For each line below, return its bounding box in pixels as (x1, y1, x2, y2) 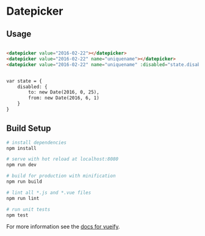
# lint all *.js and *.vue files (6, 190, 92, 196)
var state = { (6, 78, 43, 84)
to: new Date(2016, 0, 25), (28, 89, 99, 95)
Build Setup (6, 124, 51, 134)
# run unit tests (6, 206, 51, 212)
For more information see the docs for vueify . (6, 223, 120, 230)
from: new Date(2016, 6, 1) (28, 95, 99, 101)
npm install (6, 145, 37, 151)
